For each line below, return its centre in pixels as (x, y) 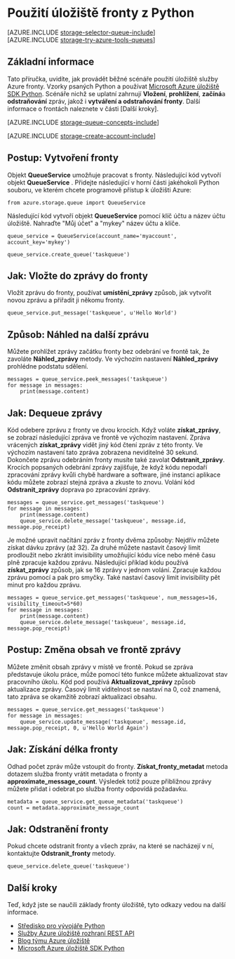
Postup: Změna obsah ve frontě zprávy (94, 650)
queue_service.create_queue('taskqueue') (69, 254)
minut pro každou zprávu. (45, 585)
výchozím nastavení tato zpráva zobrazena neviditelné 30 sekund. (103, 452)
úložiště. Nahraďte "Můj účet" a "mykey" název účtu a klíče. (94, 223)
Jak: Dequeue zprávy (55, 413)
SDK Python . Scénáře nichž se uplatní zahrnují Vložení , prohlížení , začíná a (116, 93)
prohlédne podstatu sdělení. (48, 366)
